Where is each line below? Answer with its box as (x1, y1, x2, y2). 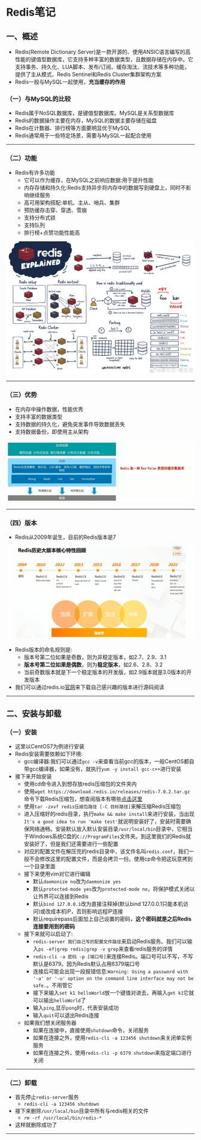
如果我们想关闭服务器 (23, 1019, 77, 1027)
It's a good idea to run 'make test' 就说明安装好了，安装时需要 (23, 818, 187, 825)
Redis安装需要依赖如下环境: (14, 751, 83, 758)
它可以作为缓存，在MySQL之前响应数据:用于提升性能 (23, 176, 154, 184)
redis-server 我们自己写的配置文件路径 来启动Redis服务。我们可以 (32, 938, 187, 945)
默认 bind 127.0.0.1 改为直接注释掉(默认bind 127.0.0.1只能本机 (32, 901, 184, 908)
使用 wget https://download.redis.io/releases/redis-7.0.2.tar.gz (23, 788, 190, 795)
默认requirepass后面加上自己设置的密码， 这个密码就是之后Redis (32, 916, 192, 923)
